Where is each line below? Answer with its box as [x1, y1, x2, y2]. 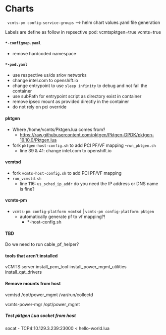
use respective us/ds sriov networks [12, 72, 87, 78]
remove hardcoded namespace [12, 51, 77, 57]
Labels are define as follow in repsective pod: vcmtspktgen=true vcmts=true [5, 29, 161, 35]
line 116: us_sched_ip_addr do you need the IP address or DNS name [19, 180, 159, 187]
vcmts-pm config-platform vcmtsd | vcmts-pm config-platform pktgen [12, 208, 155, 214]
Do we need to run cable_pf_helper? [5, 241, 79, 247]
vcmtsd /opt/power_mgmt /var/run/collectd [5, 292, 93, 298]
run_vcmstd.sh [12, 176, 42, 181]
